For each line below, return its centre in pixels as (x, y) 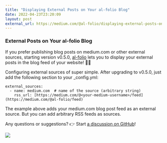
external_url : (20, 24)
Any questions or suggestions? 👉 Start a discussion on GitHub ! (71, 124)
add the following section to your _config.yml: (52, 77)
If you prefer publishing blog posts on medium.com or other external (75, 52)
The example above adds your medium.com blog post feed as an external (81, 108)
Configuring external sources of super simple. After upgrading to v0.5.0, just (83, 72)
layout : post (19, 19)
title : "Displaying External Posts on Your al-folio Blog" (68, 10)
